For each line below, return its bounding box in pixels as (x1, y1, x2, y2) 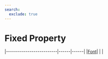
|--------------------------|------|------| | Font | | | (4, 49, 104, 55)
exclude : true (9, 12, 38, 17)
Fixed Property (4, 33, 66, 44)
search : (4, 7, 21, 12)
